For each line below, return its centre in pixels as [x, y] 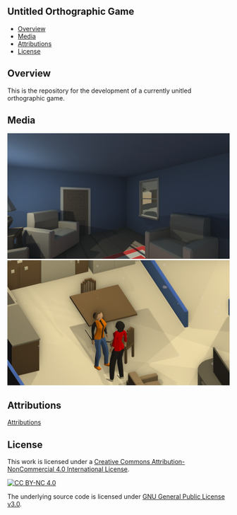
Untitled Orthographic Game [71, 12]
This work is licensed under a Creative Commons [79, 462]
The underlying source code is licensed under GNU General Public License [116, 497]
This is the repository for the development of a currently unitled [99, 91]
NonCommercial [31, 469]
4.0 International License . [93, 469]
